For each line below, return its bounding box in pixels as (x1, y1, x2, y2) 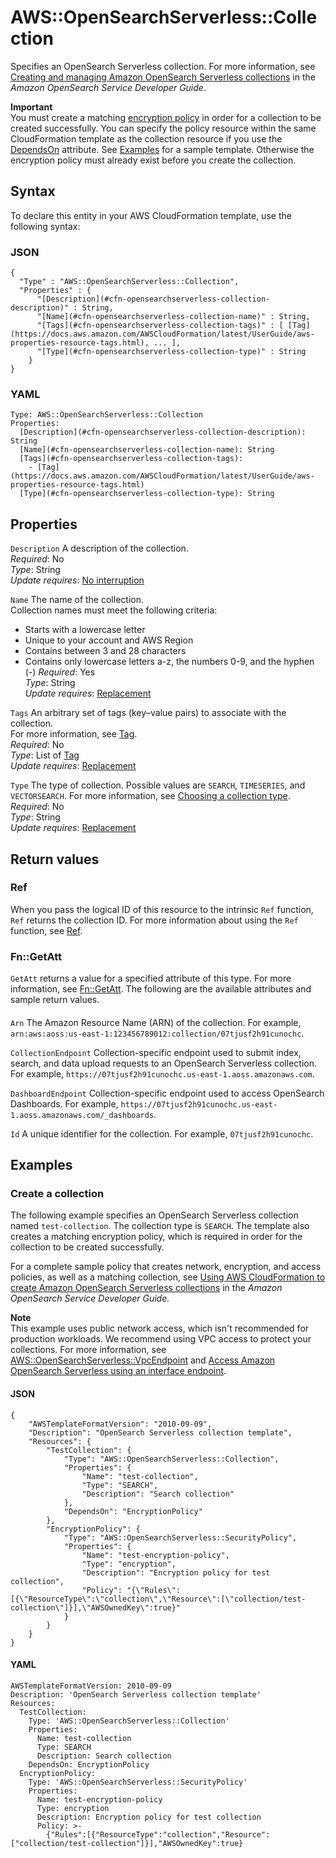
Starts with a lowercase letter (24, 624, 146, 636)
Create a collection (10, 1187, 105, 1201)
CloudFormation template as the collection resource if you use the (10, 132, 283, 145)
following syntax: (10, 220, 81, 232)
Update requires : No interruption (10, 574, 145, 586)
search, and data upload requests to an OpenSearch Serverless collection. (10, 1057, 317, 1069)
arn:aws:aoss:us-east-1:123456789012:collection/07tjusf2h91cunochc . (10, 1027, 305, 1039)
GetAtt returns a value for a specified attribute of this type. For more (10, 972, 292, 985)
